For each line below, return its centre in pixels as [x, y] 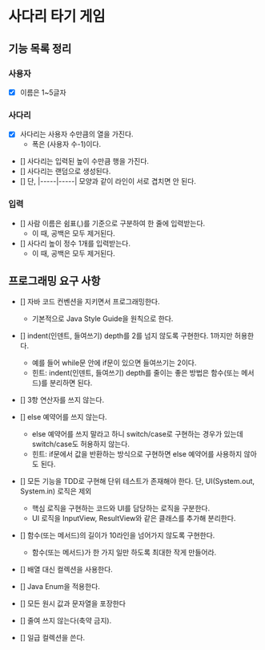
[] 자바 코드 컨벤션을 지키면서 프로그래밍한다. [90, 302]
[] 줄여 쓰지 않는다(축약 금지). [66, 621]
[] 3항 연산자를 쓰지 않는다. [62, 400]
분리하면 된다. [71, 383]
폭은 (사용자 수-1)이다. [66, 144]
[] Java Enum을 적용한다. [60, 587]
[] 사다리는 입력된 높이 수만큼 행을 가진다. [84, 161]
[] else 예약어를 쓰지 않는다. [63, 417]
